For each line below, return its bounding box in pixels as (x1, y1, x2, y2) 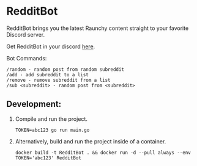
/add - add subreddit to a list (6, 71, 89, 78)
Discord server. (6, 31, 45, 38)
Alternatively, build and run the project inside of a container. (15, 137, 166, 145)
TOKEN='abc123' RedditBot (15, 154, 81, 161)
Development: (6, 99, 62, 109)
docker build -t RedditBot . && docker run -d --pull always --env (15, 150, 191, 156)
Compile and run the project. (15, 115, 87, 123)
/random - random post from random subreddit (6, 66, 124, 73)
